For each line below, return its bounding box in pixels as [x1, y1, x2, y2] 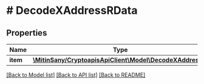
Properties [6, 28, 47, 38]
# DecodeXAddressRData [6, 4, 138, 18]
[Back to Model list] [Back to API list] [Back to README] [6, 71, 146, 79]
